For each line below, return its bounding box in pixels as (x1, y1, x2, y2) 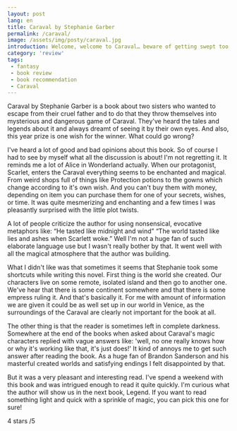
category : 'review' (7, 50, 65, 57)
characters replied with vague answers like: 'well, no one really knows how (7, 337, 225, 346)
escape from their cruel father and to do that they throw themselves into (7, 110, 217, 118)
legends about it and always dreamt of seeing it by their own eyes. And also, (7, 124, 229, 133)
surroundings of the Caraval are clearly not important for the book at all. (7, 308, 217, 317)
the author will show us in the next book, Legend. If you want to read (7, 388, 207, 396)
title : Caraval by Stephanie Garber (7, 23, 115, 30)
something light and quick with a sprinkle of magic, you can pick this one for (7, 396, 229, 404)
